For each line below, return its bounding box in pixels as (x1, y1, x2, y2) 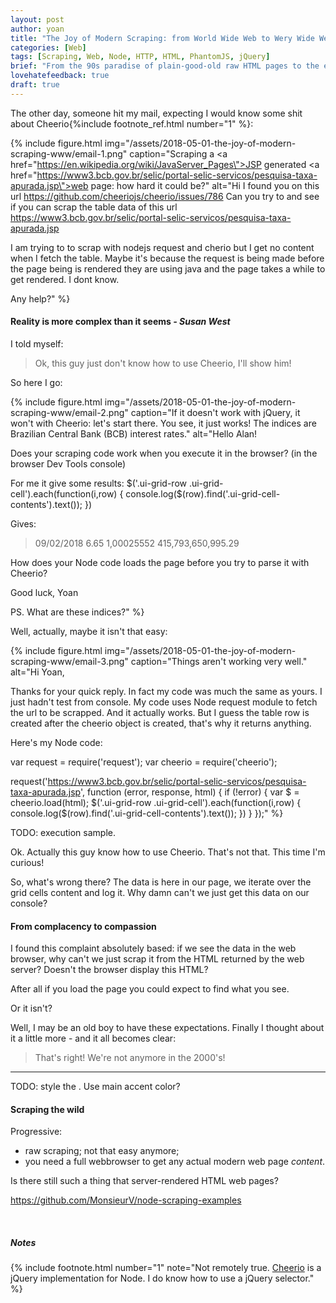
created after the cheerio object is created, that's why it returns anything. (10, 717, 312, 729)
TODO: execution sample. (10, 826, 116, 838)
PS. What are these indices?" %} (10, 606, 145, 618)
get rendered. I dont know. (10, 273, 120, 285)
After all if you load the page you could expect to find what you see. (10, 983, 290, 995)
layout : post (10, 14, 65, 25)
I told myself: (10, 337, 64, 350)
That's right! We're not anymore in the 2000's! (34, 1052, 226, 1064)
